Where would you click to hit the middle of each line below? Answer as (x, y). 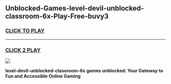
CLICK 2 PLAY (23, 50)
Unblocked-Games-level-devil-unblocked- (75, 8)
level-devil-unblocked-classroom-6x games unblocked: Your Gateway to (84, 70)
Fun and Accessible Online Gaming (43, 76)
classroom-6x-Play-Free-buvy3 (57, 17)
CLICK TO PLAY (25, 31)
